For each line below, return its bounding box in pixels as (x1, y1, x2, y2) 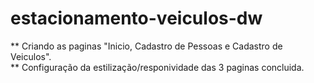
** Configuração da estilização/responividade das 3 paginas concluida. (10, 61, 305, 73)
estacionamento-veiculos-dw (10, 7, 263, 30)
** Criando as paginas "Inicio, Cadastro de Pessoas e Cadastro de (10, 40, 283, 52)
